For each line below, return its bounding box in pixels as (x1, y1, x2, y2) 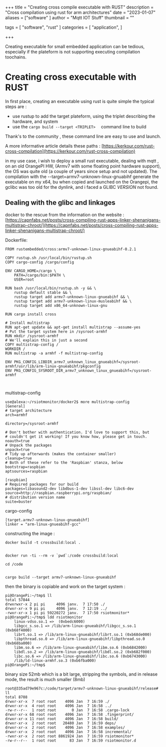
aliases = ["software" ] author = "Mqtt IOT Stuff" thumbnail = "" (5, 15, 135, 20)
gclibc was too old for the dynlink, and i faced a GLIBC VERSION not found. (5, 184, 159, 190)
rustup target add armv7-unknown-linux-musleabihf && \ (14, 298, 132, 304)
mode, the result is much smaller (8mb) (5, 676, 86, 682)
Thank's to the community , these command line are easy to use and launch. (5, 133, 161, 139)
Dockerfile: (5, 237, 28, 243)
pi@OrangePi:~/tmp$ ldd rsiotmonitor (5, 615, 83, 620)
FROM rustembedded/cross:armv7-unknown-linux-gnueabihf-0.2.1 (5, 246, 136, 252)
